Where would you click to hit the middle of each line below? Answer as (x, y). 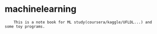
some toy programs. (25, 26)
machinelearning (41, 9)
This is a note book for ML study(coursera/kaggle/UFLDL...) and (83, 22)
